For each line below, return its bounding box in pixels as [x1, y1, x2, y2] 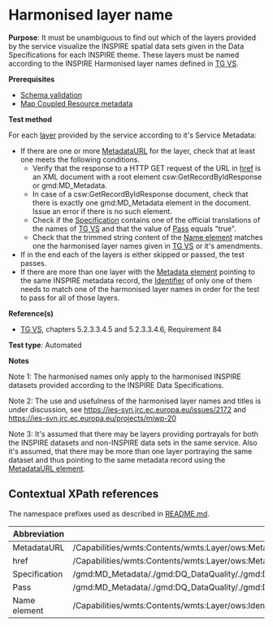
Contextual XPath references [8, 487, 159, 501]
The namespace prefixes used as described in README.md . [8, 508, 210, 518]
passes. [19, 258, 47, 268]
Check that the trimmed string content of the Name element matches [32, 232, 263, 242]
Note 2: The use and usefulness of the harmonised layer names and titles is [8, 396, 262, 406]
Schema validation [19, 89, 83, 99]
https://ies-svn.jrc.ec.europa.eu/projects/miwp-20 [8, 413, 177, 423]
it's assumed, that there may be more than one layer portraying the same [8, 446, 253, 456]
